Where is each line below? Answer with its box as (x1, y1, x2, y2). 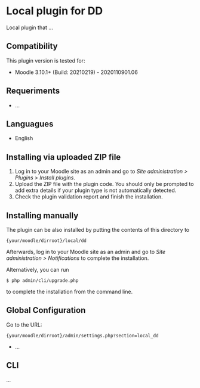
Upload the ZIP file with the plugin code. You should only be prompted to (14, 181, 194, 188)
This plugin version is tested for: (6, 57, 85, 64)
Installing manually (6, 210, 79, 221)
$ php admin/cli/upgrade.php (6, 278, 79, 284)
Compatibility (6, 41, 58, 51)
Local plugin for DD (6, 4, 103, 18)
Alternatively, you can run (6, 266, 70, 273)
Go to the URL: (6, 321, 42, 328)
